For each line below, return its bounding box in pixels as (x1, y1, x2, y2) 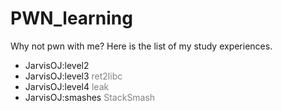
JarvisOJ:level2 (24, 59, 90, 71)
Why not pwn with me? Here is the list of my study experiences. (10, 40, 273, 52)
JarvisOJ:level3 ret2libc (24, 70, 123, 82)
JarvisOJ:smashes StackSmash (24, 91, 156, 103)
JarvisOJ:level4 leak (24, 80, 110, 92)
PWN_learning (10, 7, 133, 30)
